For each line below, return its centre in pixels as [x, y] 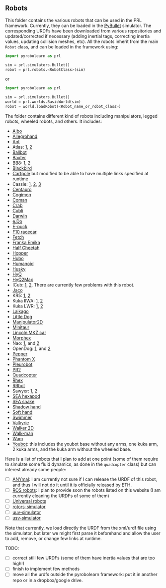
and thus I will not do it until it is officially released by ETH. [72, 485]
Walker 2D [23, 428]
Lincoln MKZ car [29, 332]
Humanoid [23, 264]
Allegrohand [25, 136]
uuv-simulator [27, 512]
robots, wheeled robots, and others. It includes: [54, 121]
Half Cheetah [26, 248]
